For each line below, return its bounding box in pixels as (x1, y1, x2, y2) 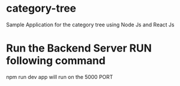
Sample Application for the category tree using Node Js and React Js (6, 21, 175, 28)
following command (6, 54, 106, 67)
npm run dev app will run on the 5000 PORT (6, 73, 113, 80)
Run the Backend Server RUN (6, 42, 152, 55)
